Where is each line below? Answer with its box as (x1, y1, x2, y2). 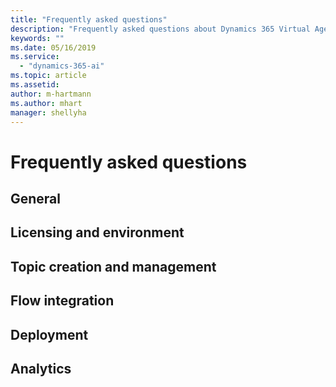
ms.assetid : (10, 80, 60, 90)
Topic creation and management (10, 258, 217, 275)
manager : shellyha (10, 107, 87, 118)
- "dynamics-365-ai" (19, 61, 105, 71)
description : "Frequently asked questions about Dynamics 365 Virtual (10, 24, 311, 34)
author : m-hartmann (10, 89, 92, 99)
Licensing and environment (10, 224, 185, 241)
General (10, 190, 62, 207)
